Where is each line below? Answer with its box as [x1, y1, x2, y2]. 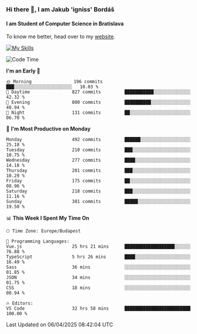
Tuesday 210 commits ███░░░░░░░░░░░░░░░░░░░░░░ [6, 147, 191, 153]
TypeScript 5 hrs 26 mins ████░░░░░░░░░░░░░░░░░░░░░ [6, 254, 191, 260]
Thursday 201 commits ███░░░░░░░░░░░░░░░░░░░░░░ [6, 168, 191, 173]
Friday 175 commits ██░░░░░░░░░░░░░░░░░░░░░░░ [6, 178, 191, 184]
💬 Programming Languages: [6, 238, 69, 244]
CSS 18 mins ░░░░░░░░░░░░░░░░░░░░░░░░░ [6, 285, 191, 291]
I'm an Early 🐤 [6, 67, 41, 74]
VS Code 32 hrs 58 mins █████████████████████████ [6, 306, 191, 312]
